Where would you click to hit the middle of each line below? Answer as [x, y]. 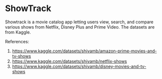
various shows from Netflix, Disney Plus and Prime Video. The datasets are [80, 27]
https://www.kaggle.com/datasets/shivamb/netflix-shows [69, 61]
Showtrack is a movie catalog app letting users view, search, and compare [79, 22]
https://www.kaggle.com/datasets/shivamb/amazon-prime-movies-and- [84, 51]
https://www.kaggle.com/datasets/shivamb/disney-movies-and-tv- [79, 66]
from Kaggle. [18, 32]
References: [17, 41]
